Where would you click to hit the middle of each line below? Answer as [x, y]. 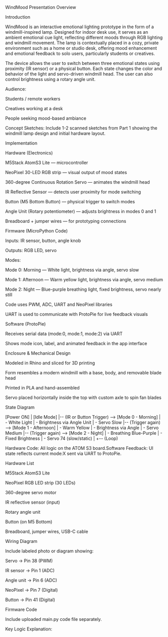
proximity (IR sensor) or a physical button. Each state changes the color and [83, 68]
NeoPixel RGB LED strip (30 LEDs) [40, 483]
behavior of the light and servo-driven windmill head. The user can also [79, 74]
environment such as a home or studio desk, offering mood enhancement [81, 48]
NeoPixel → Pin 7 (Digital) [32, 590]
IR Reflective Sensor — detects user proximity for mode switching [73, 192]
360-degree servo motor [31, 492]
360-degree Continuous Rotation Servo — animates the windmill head [78, 182]
